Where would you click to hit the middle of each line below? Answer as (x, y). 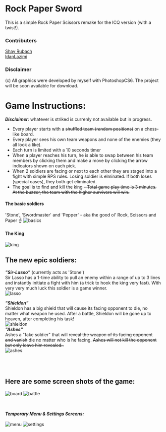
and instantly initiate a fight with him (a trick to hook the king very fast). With (83, 283)
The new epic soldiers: (41, 260)
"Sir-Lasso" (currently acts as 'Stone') (45, 272)
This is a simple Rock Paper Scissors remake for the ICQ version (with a (78, 22)
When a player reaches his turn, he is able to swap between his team (83, 155)
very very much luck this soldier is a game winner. (56, 288)
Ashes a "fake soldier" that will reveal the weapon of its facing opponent (79, 334)
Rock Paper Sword (44, 9)
